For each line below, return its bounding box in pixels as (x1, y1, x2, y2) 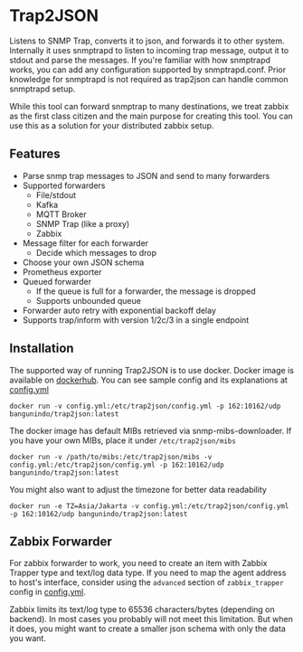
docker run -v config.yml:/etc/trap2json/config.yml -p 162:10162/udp (9, 402, 281, 411)
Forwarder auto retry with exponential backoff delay (22, 305, 217, 316)
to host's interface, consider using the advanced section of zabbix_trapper (9, 577, 284, 588)
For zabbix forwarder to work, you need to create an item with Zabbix (9, 558, 268, 569)
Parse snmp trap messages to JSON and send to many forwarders (22, 170, 270, 181)
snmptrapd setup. (9, 83, 76, 94)
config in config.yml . (9, 587, 86, 598)
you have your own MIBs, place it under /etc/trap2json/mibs (9, 435, 237, 446)
